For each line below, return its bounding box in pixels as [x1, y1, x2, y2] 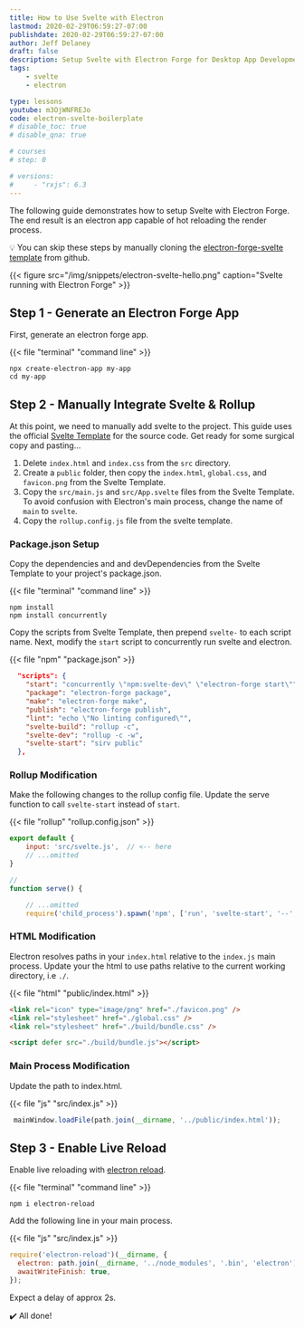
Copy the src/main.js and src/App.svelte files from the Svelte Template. [22, 486, 295, 498]
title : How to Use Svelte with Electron [9, 13, 165, 23]
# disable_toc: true [9, 122, 88, 131]
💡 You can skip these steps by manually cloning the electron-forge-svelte [9, 242, 284, 253]
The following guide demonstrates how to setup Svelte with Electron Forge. [9, 205, 290, 215]
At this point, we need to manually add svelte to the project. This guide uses [9, 421, 292, 432]
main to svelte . [22, 506, 79, 517]
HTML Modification [9, 930, 97, 942]
